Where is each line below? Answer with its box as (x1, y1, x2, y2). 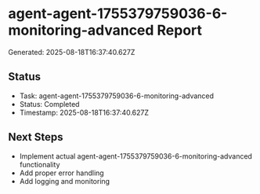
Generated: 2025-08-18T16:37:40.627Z (8, 47, 135, 57)
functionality (19, 159, 60, 169)
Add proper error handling (19, 168, 104, 178)
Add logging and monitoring (19, 176, 110, 185)
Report (157, 21, 202, 39)
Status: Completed (19, 99, 80, 108)
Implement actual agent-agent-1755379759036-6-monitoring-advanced (19, 151, 253, 161)
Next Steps (8, 130, 63, 144)
